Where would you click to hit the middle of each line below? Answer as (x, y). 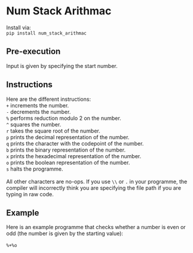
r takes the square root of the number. (53, 131)
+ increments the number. (38, 105)
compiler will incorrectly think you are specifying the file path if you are (94, 188)
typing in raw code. (30, 194)
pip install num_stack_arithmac (46, 33)
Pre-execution (33, 52)
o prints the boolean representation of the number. (68, 162)
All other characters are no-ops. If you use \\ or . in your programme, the (97, 181)
